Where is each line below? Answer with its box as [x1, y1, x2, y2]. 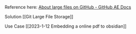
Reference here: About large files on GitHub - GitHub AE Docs [4, 4, 132, 10]
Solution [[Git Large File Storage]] [4, 14, 73, 19]
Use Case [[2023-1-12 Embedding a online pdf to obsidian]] [4, 23, 127, 29]
